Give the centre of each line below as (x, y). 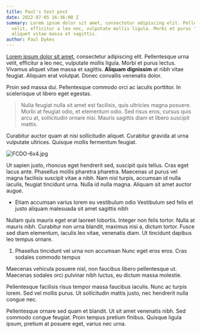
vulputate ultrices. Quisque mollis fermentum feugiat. (71, 142)
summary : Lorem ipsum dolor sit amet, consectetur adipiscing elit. (93, 23)
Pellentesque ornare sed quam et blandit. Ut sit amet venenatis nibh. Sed (96, 311)
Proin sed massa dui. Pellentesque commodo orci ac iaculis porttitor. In (94, 87)
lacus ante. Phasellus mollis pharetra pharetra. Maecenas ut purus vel (92, 172)
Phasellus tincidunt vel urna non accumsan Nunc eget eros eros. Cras (101, 251)
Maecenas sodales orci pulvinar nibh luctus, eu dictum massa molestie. (94, 275)
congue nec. (22, 299)
